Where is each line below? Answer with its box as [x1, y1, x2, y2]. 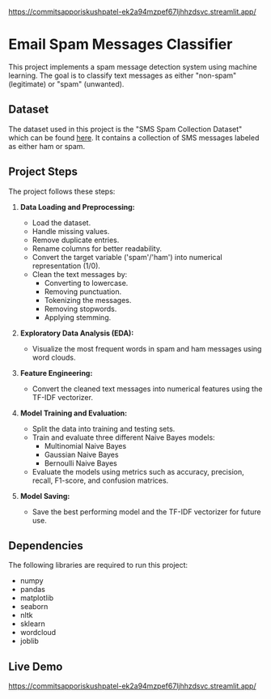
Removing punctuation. [44, 287, 122, 296]
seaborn [19, 602, 49, 612]
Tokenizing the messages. [44, 295, 132, 305]
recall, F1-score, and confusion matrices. [32, 475, 169, 485]
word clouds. [32, 352, 76, 362]
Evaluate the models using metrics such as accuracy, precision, [32, 467, 244, 476]
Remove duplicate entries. [32, 235, 120, 245]
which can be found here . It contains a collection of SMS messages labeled [8, 133, 260, 143]
